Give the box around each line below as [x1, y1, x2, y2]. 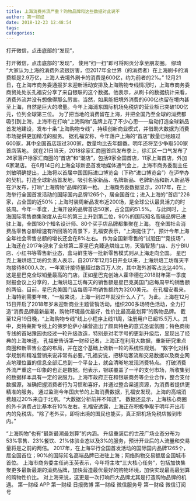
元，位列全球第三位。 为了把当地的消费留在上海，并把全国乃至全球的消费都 [6, 110, 187, 118]
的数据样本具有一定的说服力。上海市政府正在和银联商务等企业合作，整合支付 [6, 374, 190, 381]
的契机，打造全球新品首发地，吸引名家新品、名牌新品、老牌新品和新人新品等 [6, 177, 190, 184]
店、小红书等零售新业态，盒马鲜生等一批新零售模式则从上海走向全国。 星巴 [6, 250, 187, 257]
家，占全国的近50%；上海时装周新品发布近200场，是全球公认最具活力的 [6, 198, 181, 205]
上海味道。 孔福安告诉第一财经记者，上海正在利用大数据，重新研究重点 [16, 337, 187, 344]
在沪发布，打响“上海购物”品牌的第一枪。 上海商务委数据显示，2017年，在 [6, 184, 182, 191]
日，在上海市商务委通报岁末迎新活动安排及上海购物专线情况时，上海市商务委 [6, 81, 190, 88]
